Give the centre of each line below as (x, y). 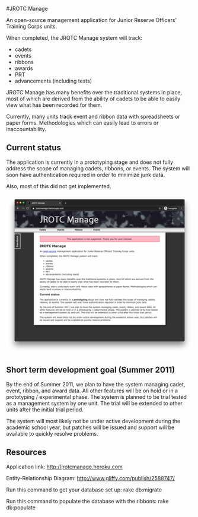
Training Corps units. (32, 26)
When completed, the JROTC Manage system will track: (74, 38)
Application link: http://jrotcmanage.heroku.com (64, 467)
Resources (26, 453)
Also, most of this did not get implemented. (59, 186)
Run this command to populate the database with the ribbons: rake (87, 501)
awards (24, 68)
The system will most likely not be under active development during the (93, 421)
